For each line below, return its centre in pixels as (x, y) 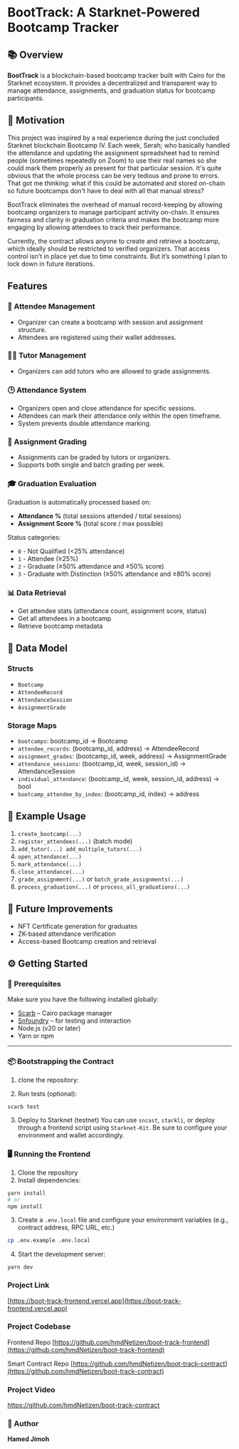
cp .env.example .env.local (49, 1241)
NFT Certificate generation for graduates (78, 926)
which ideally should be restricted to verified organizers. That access (109, 248)
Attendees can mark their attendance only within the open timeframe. (119, 416)
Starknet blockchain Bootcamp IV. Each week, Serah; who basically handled (118, 145)
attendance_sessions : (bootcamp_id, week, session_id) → (102, 763)
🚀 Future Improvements (60, 909)
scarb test (23, 1107)
